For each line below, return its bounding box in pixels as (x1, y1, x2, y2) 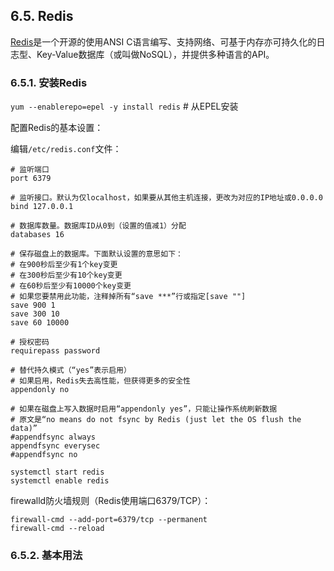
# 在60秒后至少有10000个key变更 (10, 281, 132, 291)
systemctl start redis (10, 467, 105, 478)
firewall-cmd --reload (10, 524, 105, 534)
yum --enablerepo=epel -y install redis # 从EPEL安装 (10, 100, 239, 113)
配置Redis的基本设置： (10, 122, 104, 134)
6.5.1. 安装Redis (10, 75, 88, 89)
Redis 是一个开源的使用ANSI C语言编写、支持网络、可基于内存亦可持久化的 (10, 35, 317, 48)
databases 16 (10, 230, 65, 240)
